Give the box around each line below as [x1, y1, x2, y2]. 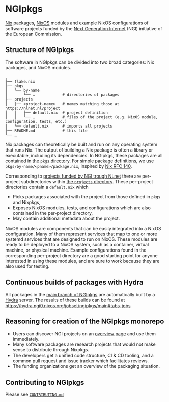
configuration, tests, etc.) [5, 119, 67, 124]
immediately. [12, 336, 40, 342]
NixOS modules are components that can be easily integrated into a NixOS [5, 225, 161, 231]
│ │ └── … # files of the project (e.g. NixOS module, [5, 114, 158, 120]
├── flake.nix [5, 79, 36, 84]
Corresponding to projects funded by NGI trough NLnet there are [5, 173, 142, 179]
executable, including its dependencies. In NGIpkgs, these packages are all [5, 152, 163, 158]
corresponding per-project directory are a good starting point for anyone [5, 252, 158, 258]
